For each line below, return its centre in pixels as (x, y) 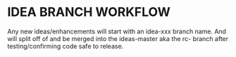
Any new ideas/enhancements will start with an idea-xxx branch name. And (117, 31)
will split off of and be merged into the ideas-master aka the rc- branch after (118, 38)
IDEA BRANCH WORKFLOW (89, 12)
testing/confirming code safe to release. (66, 46)
